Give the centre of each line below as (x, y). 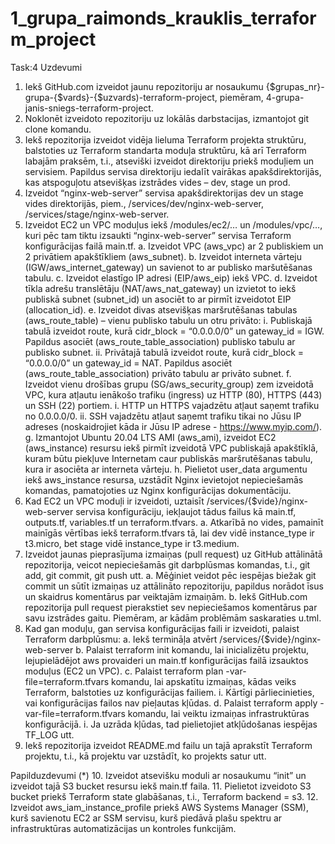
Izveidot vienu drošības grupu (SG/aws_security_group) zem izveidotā (169, 384)
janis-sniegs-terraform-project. (89, 108)
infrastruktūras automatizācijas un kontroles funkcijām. (123, 828)
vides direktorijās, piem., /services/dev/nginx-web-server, (144, 203)
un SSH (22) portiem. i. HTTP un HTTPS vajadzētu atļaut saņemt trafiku (172, 405)
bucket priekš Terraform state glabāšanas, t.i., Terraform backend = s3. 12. (164, 796)
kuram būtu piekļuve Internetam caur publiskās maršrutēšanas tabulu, (168, 458)
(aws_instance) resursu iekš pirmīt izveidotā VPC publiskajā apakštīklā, (171, 448)
